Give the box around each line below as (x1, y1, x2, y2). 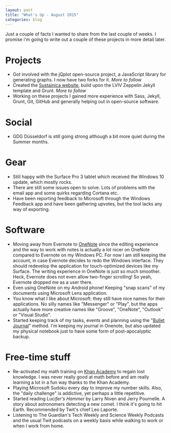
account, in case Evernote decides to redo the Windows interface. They (12, 257, 164, 264)
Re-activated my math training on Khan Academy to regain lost (12, 369, 145, 375)
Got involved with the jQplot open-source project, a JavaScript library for (12, 71, 166, 77)
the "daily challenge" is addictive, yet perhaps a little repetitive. (12, 390, 145, 397)
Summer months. (12, 139, 50, 145)
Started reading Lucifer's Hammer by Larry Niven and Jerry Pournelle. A (12, 396, 165, 402)
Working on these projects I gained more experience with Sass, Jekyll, (12, 93, 161, 99)
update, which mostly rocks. (12, 179, 72, 185)
